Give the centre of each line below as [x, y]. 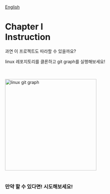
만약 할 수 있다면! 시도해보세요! [39, 186]
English [12, 7]
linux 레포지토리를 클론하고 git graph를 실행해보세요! [55, 61]
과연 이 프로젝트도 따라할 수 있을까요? [41, 51]
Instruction [28, 37]
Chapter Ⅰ [24, 27]
